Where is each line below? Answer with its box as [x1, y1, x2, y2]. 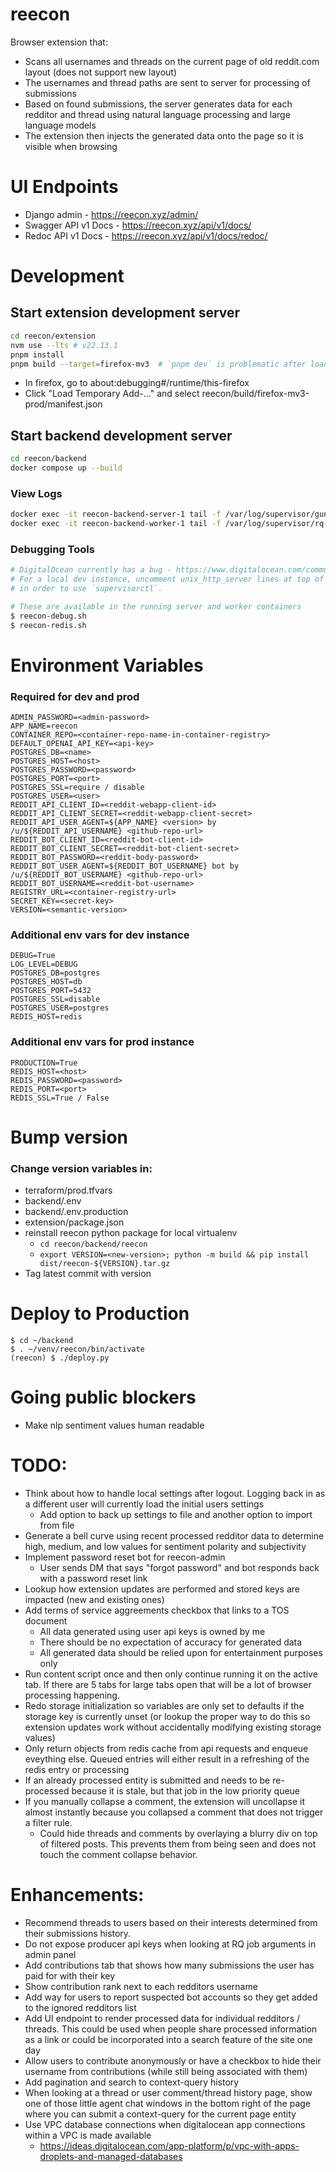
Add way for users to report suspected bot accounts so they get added [24, 1991, 318, 2003]
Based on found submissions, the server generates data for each [24, 98, 293, 110]
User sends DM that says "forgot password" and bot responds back [39, 1561, 320, 1573]
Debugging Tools [10, 542, 95, 556]
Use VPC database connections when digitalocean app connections [24, 2118, 306, 2130]
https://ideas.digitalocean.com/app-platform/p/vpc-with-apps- [39, 2139, 300, 2152]
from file [39, 1519, 75, 1531]
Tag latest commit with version [24, 1268, 152, 1280]
